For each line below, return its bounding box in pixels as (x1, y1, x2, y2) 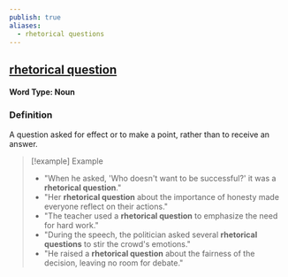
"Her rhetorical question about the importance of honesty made (43, 191, 280, 202)
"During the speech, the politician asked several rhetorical (43, 229, 258, 240)
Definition (9, 109, 53, 121)
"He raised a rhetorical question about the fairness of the (43, 248, 255, 258)
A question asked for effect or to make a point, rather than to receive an (9, 129, 270, 140)
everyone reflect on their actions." (43, 201, 169, 212)
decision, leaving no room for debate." (43, 258, 184, 268)
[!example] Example (30, 156, 103, 166)
